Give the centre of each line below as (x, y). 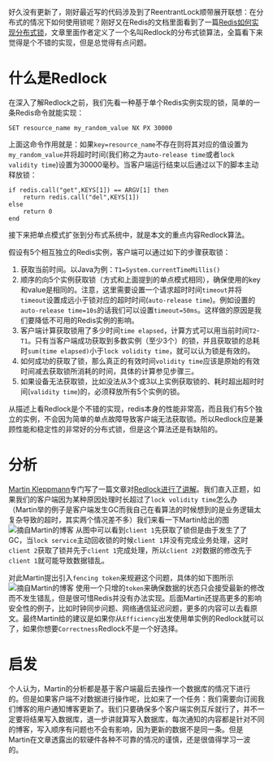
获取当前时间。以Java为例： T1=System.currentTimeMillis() (120, 269)
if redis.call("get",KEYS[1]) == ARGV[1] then (89, 190)
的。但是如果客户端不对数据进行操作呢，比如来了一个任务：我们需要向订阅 (133, 698)
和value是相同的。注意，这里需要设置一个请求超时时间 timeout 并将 (131, 289)
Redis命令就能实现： (50, 112)
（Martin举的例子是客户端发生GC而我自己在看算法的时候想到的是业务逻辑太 (135, 509)
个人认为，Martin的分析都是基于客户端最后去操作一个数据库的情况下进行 (130, 688)
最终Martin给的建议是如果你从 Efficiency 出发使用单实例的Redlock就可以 (143, 618)
